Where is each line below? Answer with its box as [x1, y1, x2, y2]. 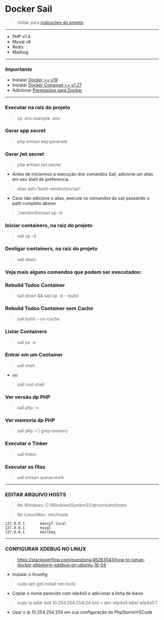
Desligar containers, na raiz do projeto [5, 245, 98, 252]
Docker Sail [5, 3, 52, 15]
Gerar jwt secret [5, 150, 44, 157]
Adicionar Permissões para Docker [12, 87, 82, 93]
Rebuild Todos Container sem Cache [5, 305, 94, 312]
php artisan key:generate [17, 138, 68, 144]
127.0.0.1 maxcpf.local [5, 521, 67, 526]
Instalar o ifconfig [12, 571, 48, 577]
